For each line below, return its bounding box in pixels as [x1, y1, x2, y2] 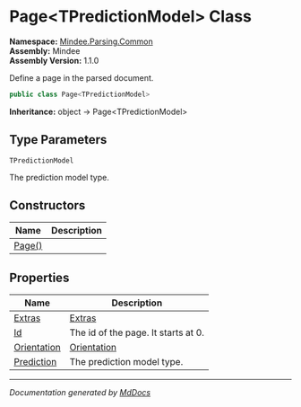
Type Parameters [9, 132, 107, 147]
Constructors [9, 198, 86, 213]
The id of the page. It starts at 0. [69, 326, 204, 339]
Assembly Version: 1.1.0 [9, 55, 99, 66]
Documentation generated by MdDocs [9, 387, 150, 398]
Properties [9, 270, 70, 285]
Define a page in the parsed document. [9, 72, 154, 83]
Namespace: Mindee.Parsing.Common [9, 36, 154, 47]
